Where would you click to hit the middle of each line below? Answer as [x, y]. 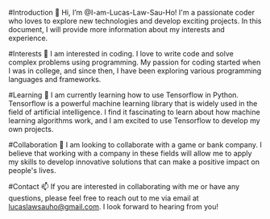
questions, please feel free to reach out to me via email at [104, 198]
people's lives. [32, 170]
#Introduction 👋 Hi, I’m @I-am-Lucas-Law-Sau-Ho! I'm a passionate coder [132, 12]
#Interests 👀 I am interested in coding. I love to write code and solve [121, 54]
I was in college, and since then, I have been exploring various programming [135, 71]
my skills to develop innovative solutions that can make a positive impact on [134, 162]
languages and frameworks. [55, 79]
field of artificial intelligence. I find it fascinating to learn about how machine [134, 112]
